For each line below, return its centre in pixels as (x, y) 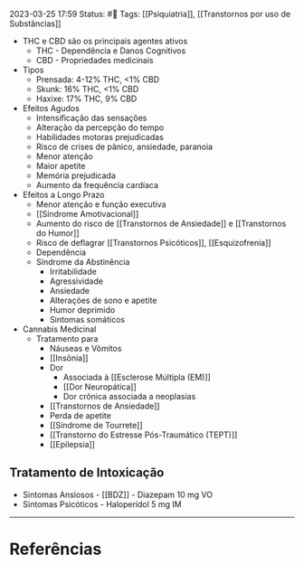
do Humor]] (57, 233)
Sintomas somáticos (87, 320)
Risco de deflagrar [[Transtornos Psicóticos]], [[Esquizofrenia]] (153, 243)
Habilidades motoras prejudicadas (100, 137)
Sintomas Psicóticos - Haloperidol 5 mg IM (102, 504)
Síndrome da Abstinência (83, 262)
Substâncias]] (35, 23)
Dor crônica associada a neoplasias (129, 396)
